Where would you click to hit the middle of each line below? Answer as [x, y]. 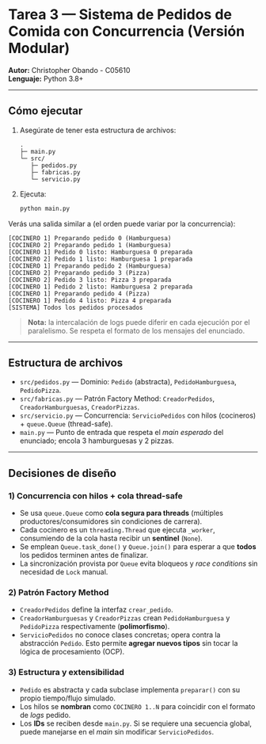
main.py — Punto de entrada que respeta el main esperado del [122, 433]
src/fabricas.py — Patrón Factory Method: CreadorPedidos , [117, 399]
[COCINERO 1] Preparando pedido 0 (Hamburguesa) [90, 238]
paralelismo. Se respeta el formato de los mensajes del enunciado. [136, 330]
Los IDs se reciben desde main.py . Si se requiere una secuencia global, [135, 723]
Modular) [39, 48]
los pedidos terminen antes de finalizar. [84, 555]
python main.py [45, 208]
